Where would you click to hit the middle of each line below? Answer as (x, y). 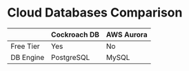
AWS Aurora (127, 34)
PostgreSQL (70, 57)
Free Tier (25, 46)
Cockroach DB (75, 34)
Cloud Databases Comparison (95, 13)
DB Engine (28, 57)
